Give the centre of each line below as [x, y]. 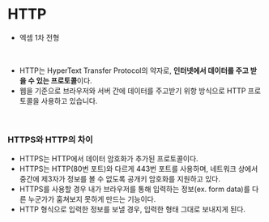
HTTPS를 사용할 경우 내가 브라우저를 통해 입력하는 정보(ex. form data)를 [134, 189]
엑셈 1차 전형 [39, 37]
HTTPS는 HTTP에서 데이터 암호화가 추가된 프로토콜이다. [109, 159]
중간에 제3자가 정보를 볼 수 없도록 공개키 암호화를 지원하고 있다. [120, 179]
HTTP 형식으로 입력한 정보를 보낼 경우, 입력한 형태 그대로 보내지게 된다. [132, 209]
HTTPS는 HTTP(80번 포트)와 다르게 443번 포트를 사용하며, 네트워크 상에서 [139, 169]
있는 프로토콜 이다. [64, 80]
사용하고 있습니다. [69, 100]
